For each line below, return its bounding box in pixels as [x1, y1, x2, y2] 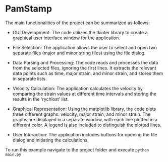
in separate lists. [12, 75, 47, 82]
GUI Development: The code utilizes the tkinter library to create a [12, 29, 148, 35]
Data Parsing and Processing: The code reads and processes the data [12, 59, 158, 65]
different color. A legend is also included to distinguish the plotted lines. [12, 122, 161, 128]
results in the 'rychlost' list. [12, 96, 69, 102]
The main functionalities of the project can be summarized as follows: [5, 20, 150, 26]
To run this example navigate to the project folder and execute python [5, 146, 149, 152]
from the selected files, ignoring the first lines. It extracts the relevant [12, 65, 156, 71]
